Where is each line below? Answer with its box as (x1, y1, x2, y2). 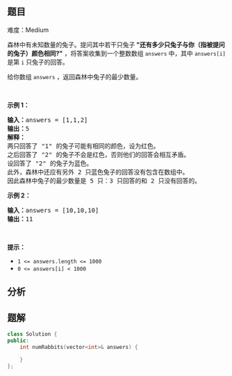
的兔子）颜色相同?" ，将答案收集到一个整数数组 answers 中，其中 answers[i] (7, 49, 226, 57)
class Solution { (7, 331, 58, 338)
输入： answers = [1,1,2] (7, 116, 88, 124)
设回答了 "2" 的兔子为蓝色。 (7, 159, 93, 167)
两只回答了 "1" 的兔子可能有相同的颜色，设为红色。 (7, 142, 160, 150)
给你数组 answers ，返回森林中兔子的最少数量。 (7, 72, 142, 81)
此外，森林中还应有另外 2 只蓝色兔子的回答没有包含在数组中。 (7, 168, 189, 176)
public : (7, 337, 30, 344)
